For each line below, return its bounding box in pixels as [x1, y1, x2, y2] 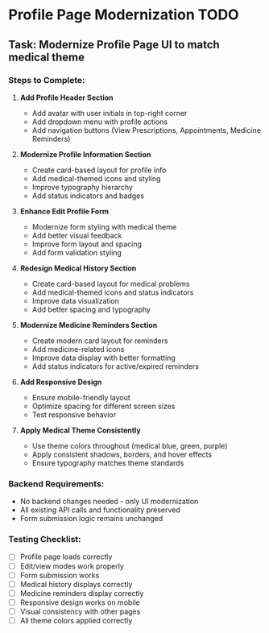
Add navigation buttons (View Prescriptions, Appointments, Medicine [31, 125, 262, 134]
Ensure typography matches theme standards [31, 457, 184, 468]
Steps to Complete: [8, 74, 85, 85]
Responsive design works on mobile [19, 598, 141, 607]
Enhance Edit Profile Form [19, 206, 109, 216]
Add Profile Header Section [19, 93, 114, 102]
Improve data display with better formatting [31, 353, 176, 362]
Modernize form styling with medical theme [31, 221, 177, 231]
